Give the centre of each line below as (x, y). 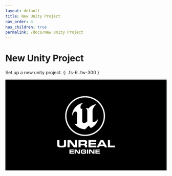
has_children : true (26, 27)
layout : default (23, 11)
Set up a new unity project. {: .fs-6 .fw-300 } (52, 73)
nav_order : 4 (19, 21)
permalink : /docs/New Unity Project (44, 32)
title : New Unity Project (33, 16)
